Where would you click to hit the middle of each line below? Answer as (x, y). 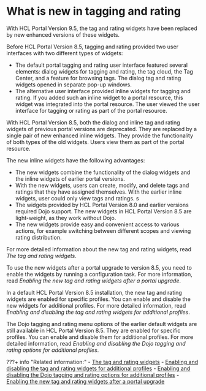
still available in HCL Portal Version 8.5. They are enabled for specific (93, 330)
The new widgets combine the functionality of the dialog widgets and (103, 172)
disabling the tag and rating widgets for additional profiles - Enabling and (98, 368)
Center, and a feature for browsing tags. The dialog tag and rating (98, 78)
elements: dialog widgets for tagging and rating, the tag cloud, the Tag (104, 71)
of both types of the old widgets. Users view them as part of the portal (95, 142)
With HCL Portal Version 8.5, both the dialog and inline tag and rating (93, 122)
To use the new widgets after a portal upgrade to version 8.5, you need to (99, 267)
